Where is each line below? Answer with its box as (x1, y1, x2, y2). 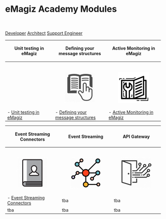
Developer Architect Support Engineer (5, 30, 83, 36)
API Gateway (123, 134, 150, 140)
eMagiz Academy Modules (5, 3, 117, 15)
